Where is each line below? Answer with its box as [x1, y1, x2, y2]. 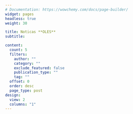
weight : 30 [5, 20, 27, 26]
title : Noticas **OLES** [5, 30, 56, 35]
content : [5, 43, 23, 48]
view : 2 [9, 97, 26, 102]
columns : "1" [9, 102, 36, 107]
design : [5, 93, 21, 97]
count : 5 [9, 47, 27, 52]
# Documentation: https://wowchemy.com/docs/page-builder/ [5, 7, 129, 12]
